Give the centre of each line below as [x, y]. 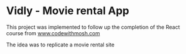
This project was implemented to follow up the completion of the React [93, 27]
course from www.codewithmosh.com [53, 33]
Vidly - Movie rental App [68, 11]
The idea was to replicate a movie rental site [61, 45]
